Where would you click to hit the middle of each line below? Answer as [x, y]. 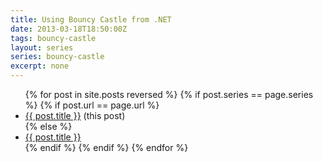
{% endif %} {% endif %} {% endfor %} [106, 147]
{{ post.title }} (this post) [75, 115]
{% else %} [48, 126]
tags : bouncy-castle [53, 38]
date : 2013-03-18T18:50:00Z [69, 29]
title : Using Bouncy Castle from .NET [91, 19]
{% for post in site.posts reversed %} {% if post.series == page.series [169, 94]
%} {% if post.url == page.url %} [92, 105]
